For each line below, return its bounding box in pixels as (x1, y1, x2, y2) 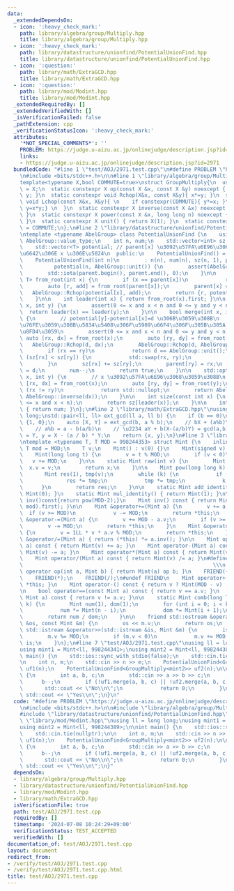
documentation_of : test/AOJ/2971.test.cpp (7, 840, 132, 848)
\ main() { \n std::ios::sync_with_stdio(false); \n (19, 652, 179, 659)
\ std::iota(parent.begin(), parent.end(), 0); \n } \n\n (19, 269, 217, 276)
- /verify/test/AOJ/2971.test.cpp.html (7, 867, 123, 874)
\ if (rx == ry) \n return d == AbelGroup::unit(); (19, 347, 226, 354)
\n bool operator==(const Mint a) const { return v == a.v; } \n (19, 587, 219, 594)
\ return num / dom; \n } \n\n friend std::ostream (19, 613, 208, 621)
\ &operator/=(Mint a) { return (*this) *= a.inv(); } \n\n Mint (19, 535, 219, 543)
